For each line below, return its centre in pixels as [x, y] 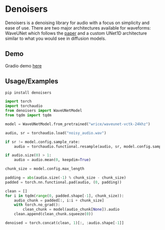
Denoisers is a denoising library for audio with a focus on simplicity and [77, 23]
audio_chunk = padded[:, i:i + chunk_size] [59, 200]
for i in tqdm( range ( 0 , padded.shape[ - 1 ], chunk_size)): [65, 196]
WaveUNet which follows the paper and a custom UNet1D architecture [76, 33]
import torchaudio [24, 106]
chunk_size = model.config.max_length [45, 169]
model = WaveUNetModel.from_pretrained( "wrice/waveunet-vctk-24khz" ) [78, 124]
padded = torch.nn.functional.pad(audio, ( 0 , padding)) [63, 182]
